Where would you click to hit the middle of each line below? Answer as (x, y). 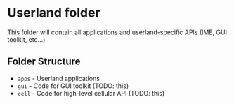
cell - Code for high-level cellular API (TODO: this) (91, 93)
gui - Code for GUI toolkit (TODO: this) (73, 86)
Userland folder (54, 13)
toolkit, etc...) (26, 39)
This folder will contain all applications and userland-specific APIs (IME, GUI (117, 32)
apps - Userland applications (59, 78)
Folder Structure (44, 62)
